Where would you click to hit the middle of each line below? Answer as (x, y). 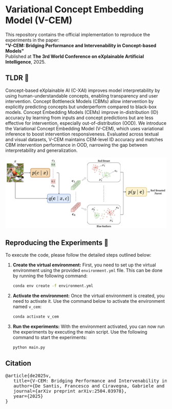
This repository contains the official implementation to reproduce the (78, 34)
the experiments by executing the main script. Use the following (80, 332)
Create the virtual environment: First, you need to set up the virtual (84, 265)
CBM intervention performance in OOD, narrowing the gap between (76, 145)
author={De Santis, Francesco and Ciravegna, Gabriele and (89, 386)
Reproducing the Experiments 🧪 (57, 242)
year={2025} (28, 396)
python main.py (29, 347)
